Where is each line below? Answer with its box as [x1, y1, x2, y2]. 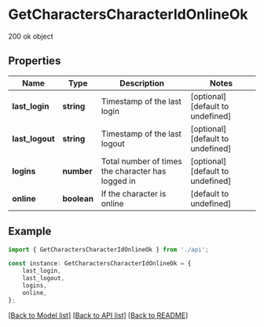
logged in [101, 175, 136, 186]
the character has [101, 165, 167, 176]
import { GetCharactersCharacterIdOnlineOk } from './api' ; [8, 245, 210, 253]
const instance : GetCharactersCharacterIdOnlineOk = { [8, 259, 192, 268]
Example [8, 225, 52, 238]
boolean [62, 193, 94, 204]
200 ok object [8, 31, 53, 41]
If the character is [101, 188, 167, 199]
